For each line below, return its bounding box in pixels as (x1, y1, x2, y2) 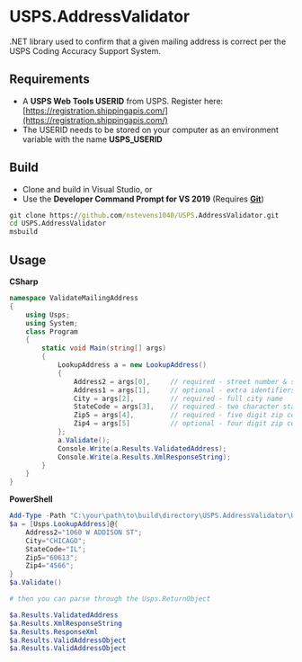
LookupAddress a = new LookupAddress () (57, 361, 207, 370)
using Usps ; (25, 310, 70, 319)
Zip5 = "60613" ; (25, 553, 78, 562)
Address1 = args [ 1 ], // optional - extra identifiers (73, 385, 296, 395)
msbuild (9, 228, 39, 237)
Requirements (9, 72, 90, 87)
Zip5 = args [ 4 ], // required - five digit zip (73, 411, 283, 420)
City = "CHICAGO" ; (25, 536, 87, 545)
